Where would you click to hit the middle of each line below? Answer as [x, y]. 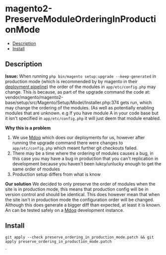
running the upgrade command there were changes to [67, 143]
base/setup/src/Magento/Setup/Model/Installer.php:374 [62, 102]
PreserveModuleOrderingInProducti [81, 19]
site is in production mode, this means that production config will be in [77, 189]
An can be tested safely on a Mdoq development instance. [65, 210]
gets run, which [136, 102]
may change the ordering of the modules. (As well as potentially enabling [80, 107]
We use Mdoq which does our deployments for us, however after [79, 137]
